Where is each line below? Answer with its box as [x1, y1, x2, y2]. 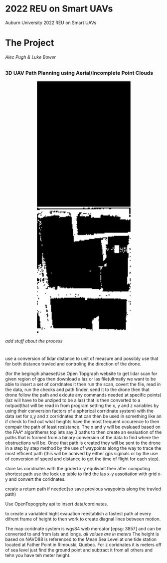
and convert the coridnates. [8, 476, 66, 482]
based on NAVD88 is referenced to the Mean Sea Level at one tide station [5, 536, 157, 542]
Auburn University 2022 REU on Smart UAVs [5, 20, 97, 26]
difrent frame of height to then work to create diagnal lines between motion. [5, 516, 161, 522]
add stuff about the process [5, 338, 63, 344]
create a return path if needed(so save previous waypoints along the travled [5, 486, 161, 492]
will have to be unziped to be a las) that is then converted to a [14, 397, 141, 403]
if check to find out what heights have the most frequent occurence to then [5, 418, 160, 424]
